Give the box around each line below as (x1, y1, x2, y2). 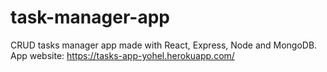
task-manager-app (10, 6, 170, 29)
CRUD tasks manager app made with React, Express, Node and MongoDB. (10, 39, 318, 51)
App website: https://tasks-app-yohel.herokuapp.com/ (10, 49, 235, 61)
